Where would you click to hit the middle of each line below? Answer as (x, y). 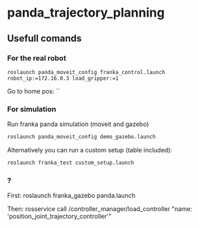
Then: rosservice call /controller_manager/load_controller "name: (99, 209)
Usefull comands (45, 38)
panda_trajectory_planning (86, 13)
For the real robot (37, 58)
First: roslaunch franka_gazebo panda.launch (72, 196)
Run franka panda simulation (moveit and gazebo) (78, 124)
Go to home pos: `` (34, 91)
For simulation (32, 109)
